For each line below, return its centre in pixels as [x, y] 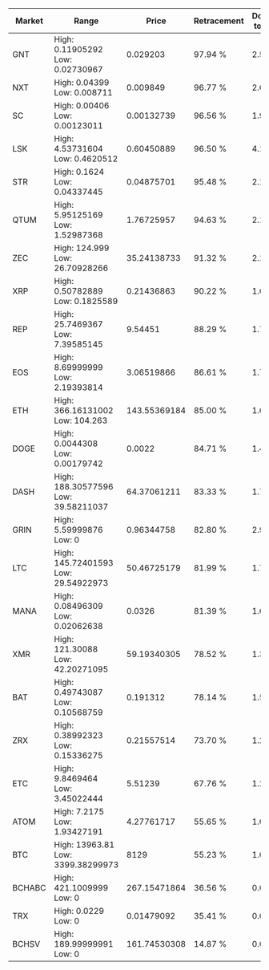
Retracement [219, 21]
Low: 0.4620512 [86, 158]
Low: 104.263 [81, 420]
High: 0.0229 [79, 911]
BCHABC [29, 888]
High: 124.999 [82, 248]
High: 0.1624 [79, 172]
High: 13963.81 [84, 844]
